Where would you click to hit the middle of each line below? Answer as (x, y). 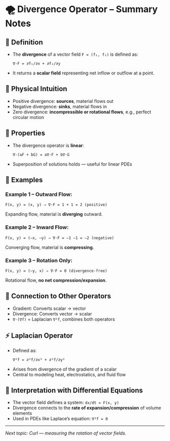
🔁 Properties (25, 133)
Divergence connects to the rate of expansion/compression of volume (87, 408)
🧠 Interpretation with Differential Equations (74, 390)
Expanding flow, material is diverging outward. (54, 214)
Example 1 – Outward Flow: (39, 194)
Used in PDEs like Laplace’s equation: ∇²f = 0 (60, 419)
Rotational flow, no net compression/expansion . (56, 280)
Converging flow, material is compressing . (50, 247)
